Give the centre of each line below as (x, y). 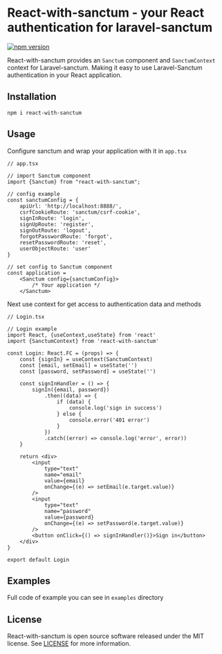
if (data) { (74, 402)
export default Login (38, 560)
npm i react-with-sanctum (44, 112)
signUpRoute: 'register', (57, 224)
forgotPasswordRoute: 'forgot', (66, 236)
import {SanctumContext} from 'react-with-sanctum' (83, 341)
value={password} (69, 517)
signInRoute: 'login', (52, 218)
